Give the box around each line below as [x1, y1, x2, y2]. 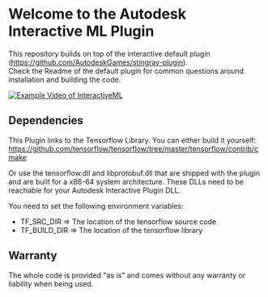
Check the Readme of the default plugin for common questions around [8, 66, 245, 75]
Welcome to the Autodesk [8, 5, 187, 23]
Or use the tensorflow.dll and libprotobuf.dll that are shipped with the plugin [8, 168, 261, 178]
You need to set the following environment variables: [8, 201, 184, 210]
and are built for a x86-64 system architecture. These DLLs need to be [8, 176, 245, 186]
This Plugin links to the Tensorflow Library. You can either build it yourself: [8, 135, 257, 145]
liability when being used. [8, 278, 94, 288]
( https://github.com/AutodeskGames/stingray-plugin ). [8, 57, 188, 67]
